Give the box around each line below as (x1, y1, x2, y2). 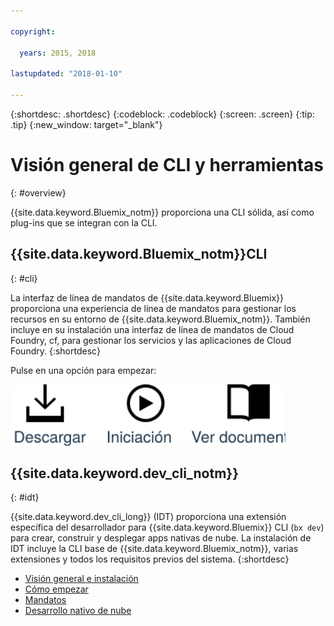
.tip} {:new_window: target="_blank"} (10, 118, 163, 130)
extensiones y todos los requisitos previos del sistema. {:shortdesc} (10, 553, 290, 565)
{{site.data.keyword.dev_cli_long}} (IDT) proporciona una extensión (10, 511, 287, 523)
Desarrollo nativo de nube (24, 605, 132, 617)
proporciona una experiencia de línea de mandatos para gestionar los (10, 302, 297, 314)
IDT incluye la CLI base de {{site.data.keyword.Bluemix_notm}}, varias (10, 543, 299, 555)
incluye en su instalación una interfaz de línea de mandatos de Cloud (10, 323, 295, 335)
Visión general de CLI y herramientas (10, 154, 325, 177)
